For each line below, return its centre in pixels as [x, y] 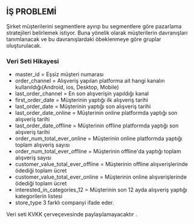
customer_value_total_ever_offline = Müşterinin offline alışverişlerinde [102, 164]
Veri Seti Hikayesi [33, 61]
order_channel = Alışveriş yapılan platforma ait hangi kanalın [90, 81]
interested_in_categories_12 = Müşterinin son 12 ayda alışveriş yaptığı [101, 190]
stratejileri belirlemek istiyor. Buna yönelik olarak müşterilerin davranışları [97, 33]
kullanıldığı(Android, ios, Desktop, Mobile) [67, 87]
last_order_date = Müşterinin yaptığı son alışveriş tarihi [83, 106]
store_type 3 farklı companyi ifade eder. [65, 203]
